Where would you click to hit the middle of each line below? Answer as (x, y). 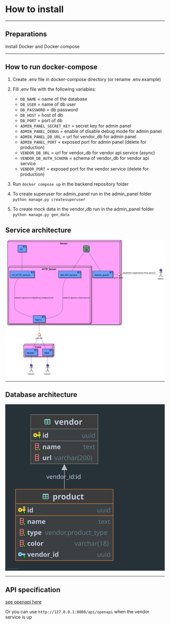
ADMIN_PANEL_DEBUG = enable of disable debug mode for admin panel (91, 131)
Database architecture (41, 395)
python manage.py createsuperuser (49, 199)
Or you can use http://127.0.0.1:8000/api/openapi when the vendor (77, 612)
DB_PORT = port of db (41, 120)
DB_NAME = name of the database (54, 99)
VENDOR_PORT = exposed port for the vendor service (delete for (84, 169)
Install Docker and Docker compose (42, 46)
